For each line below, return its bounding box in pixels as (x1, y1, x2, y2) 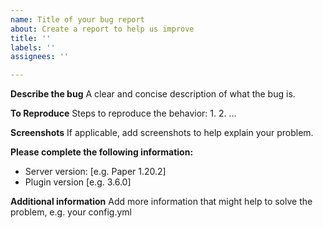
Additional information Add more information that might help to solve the (10, 196, 313, 208)
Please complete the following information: (10, 146, 194, 158)
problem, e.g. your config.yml (10, 206, 132, 218)
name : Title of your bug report (10, 14, 145, 25)
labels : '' (10, 42, 56, 53)
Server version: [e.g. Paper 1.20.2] (24, 166, 167, 178)
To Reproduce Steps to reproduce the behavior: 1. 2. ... (10, 107, 237, 120)
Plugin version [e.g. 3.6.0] (24, 176, 132, 188)
